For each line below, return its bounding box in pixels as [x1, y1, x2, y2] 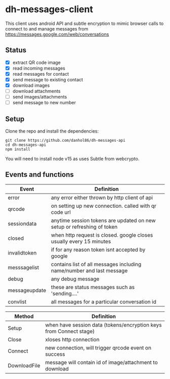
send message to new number [12, 100, 76, 106]
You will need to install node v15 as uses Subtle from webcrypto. [5, 156, 140, 162]
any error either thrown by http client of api [51, 194, 153, 201]
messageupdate [8, 287, 47, 294]
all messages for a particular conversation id [51, 298, 157, 305]
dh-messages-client [5, 4, 94, 15]
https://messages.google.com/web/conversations [5, 31, 109, 37]
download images [12, 82, 50, 88]
